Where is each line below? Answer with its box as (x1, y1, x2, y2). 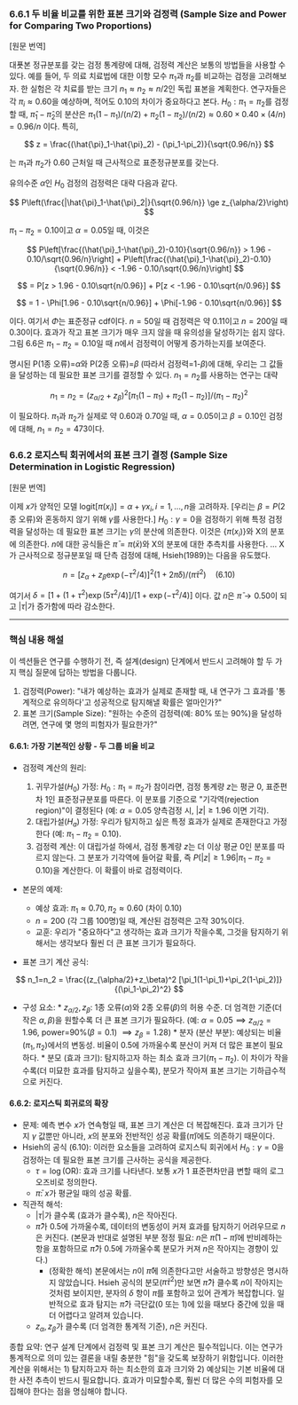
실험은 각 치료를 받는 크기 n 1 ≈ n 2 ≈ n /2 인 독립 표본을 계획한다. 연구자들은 (29, 83, 286, 96)
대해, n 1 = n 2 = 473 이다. (18, 423, 105, 436)
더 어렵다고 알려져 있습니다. (48, 1310, 144, 1321)
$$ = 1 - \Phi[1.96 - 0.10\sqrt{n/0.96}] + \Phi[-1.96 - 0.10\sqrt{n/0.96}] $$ (16, 297, 282, 308)
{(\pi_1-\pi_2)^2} (114, 983, 172, 994)
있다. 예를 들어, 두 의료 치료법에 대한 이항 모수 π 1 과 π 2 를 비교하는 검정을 (9, 71, 256, 83)
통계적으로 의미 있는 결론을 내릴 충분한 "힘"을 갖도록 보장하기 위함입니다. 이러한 (9, 1353, 284, 1363)
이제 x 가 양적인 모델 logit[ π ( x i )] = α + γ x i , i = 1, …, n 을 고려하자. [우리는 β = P (9, 501, 278, 514)
